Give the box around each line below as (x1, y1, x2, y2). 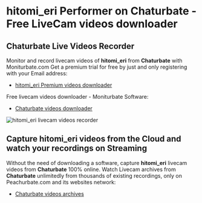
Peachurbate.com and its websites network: (6, 178, 116, 186)
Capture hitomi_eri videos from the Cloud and (6, 134, 181, 144)
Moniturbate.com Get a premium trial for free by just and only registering (6, 63, 187, 70)
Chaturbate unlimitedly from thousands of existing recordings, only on (6, 172, 183, 179)
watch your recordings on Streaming (6, 143, 147, 154)
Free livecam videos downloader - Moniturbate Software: (6, 93, 149, 100)
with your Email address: (6, 70, 68, 77)
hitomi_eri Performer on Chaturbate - (6, 4, 197, 18)
